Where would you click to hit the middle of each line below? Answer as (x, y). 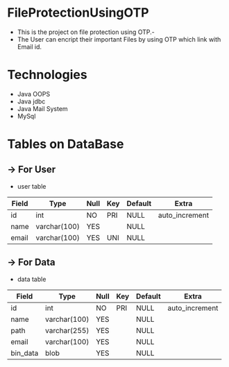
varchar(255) (67, 330)
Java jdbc (31, 101)
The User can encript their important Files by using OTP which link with (119, 39)
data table (32, 279)
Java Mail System (42, 108)
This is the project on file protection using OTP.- (86, 32)
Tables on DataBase (66, 144)
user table (32, 186)
